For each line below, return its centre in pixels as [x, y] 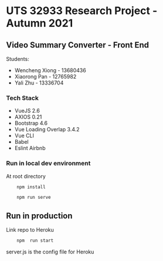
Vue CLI [24, 135]
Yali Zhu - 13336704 [39, 83]
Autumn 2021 [40, 23]
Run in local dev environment [48, 164]
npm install [31, 187]
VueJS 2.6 [27, 111]
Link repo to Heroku [30, 230]
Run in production [39, 216]
